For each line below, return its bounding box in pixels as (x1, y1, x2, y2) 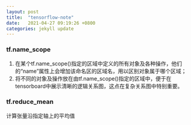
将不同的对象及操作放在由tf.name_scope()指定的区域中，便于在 (14, 75, 172, 82)
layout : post (6, 8, 39, 15)
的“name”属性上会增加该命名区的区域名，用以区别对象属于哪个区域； (14, 67, 187, 75)
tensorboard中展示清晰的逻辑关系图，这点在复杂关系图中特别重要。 (14, 82, 183, 90)
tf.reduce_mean (6, 97, 54, 106)
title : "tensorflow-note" (6, 14, 74, 20)
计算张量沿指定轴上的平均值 (6, 112, 75, 119)
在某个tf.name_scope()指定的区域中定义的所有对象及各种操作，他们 (14, 59, 183, 67)
